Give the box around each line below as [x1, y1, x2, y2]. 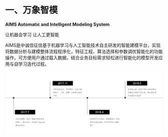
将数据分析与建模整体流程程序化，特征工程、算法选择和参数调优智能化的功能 [5, 48, 163, 54]
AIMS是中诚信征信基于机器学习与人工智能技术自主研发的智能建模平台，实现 [5, 42, 161, 48]
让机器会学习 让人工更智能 [5, 31, 59, 37]
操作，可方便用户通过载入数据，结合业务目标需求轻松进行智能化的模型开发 [5, 54, 158, 60]
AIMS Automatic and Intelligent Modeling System [5, 21, 110, 27]
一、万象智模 [5, 4, 58, 16]
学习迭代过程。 [18, 61, 49, 67]
